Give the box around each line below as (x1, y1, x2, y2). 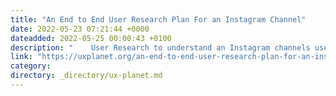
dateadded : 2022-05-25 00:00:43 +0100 (10, 33, 172, 43)
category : (10, 61, 52, 71)
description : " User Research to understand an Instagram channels (10, 42, 311, 53)
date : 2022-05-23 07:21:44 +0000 (10, 24, 150, 34)
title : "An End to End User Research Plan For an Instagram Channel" (10, 14, 307, 25)
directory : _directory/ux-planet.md (10, 71, 163, 81)
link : (10, 52, 33, 62)
